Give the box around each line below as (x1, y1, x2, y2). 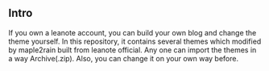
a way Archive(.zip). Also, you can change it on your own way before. (8, 53, 239, 63)
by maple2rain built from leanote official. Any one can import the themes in (8, 44, 257, 55)
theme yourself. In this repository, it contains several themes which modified (8, 36, 262, 46)
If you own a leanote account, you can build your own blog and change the (8, 27, 257, 37)
